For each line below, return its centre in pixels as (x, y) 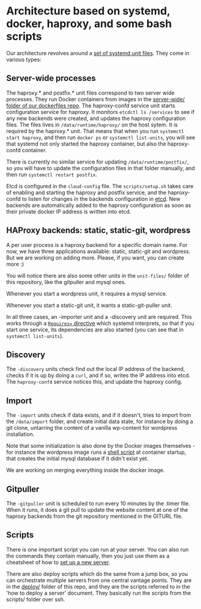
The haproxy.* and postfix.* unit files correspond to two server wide (91, 93)
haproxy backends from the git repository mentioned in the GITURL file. (94, 516)
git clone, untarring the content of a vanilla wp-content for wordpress (92, 428)
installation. (20, 434)
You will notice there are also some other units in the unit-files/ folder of (98, 275)
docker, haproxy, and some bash (89, 24)
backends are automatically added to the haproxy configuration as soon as (99, 205)
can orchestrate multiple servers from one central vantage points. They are (99, 580)
